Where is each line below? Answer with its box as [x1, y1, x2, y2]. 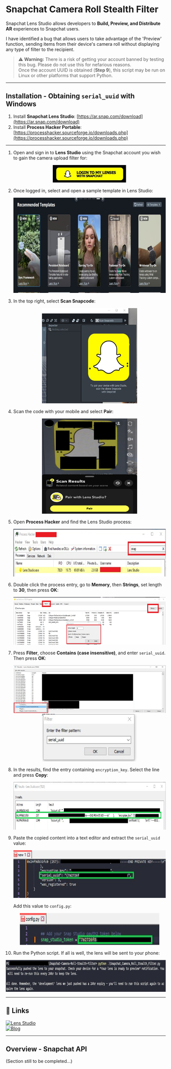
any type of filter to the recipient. [6, 46, 75, 52]
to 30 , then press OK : [13, 587, 59, 593]
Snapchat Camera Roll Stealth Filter [6, 4, 159, 15]
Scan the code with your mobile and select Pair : [13, 408, 114, 414]
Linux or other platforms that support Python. [18, 72, 113, 78]
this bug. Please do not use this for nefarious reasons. [18, 61, 131, 68]
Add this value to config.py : [13, 903, 72, 909]
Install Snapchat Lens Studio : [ [13, 113, 79, 119]
